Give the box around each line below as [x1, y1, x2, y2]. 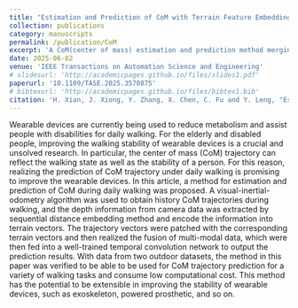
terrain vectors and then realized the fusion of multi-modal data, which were [9, 232, 288, 243]
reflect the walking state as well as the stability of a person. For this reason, [9, 157, 286, 168]
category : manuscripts [9, 29, 93, 38]
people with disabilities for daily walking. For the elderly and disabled [9, 129, 262, 140]
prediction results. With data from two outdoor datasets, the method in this [9, 251, 282, 262]
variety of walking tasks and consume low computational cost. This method [9, 270, 286, 281]
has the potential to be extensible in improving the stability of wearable [9, 280, 268, 290]
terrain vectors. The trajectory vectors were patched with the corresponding [9, 223, 288, 234]
